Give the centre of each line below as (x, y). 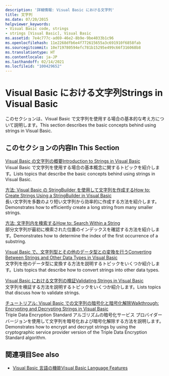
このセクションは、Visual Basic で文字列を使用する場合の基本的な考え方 (80, 119)
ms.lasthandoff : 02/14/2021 (35, 62)
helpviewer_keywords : (28, 24)
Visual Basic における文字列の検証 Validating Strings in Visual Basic (74, 280)
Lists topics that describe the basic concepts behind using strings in (84, 174)
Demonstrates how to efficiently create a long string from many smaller (79, 207)
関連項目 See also (32, 355)
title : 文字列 (19, 15)
